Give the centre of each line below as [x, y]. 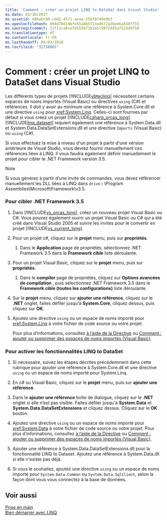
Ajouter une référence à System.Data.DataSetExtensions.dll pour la [81, 449]
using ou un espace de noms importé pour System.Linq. [70, 373]
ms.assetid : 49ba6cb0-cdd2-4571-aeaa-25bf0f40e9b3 [59, 19]
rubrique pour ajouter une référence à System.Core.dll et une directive [84, 368]
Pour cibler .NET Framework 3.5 [45, 202]
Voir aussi [21, 495]
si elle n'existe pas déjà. [37, 459]
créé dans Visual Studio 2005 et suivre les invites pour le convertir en [84, 223]
